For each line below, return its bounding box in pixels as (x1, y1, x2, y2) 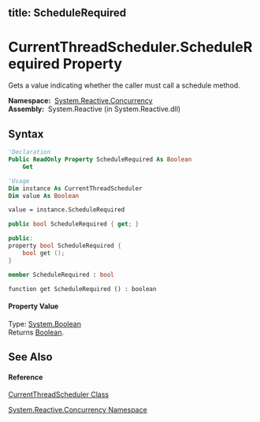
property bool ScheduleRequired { (8, 242, 122, 250)
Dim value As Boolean (8, 192, 80, 200)
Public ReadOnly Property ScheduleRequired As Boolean (8, 155, 192, 164)
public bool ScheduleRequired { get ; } (8, 220, 139, 228)
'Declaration (8, 148, 51, 156)
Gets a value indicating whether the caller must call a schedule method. (8, 80, 240, 90)
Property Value (8, 301, 59, 311)
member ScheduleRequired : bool (8, 271, 114, 278)
